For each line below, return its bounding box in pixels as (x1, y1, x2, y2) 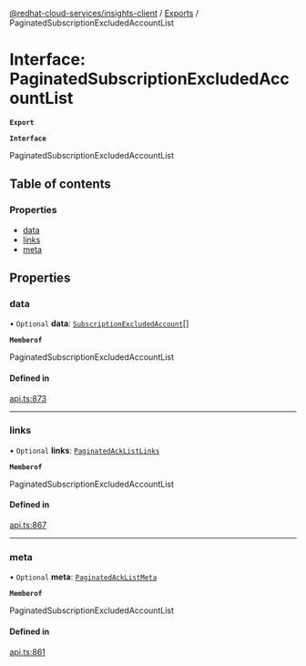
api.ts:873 (9, 393, 47, 404)
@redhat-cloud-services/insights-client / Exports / (9, 8, 199, 18)
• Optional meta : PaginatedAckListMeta (9, 571, 158, 582)
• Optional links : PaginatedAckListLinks (9, 445, 160, 456)
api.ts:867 (9, 519, 47, 531)
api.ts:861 (9, 646, 46, 657)
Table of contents (9, 177, 111, 192)
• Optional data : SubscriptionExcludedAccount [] (9, 318, 189, 329)
